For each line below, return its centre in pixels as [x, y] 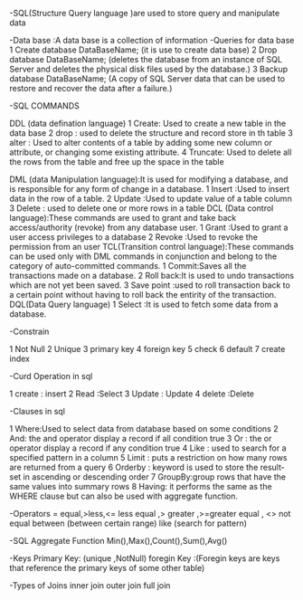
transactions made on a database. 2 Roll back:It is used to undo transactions [152, 276]
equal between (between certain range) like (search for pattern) [128, 523]
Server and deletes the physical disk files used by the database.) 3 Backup [149, 69]
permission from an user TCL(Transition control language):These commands [151, 247]
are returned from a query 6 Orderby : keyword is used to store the [134, 467]
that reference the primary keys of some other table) [107, 568]
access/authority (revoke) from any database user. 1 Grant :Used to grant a [149, 227]
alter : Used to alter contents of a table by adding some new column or [141, 143]
